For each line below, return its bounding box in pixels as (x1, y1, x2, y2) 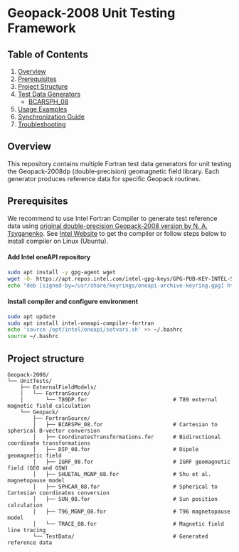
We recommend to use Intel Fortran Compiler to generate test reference (7, 214, 218, 222)
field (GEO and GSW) (7, 464, 69, 472)
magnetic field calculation (7, 402, 91, 409)
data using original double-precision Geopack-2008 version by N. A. (7, 222, 208, 230)
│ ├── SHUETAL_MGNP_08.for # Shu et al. (33, 470, 212, 477)
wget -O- (7, 275, 33, 282)
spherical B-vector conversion (7, 427, 100, 434)
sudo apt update (7, 313, 55, 320)
